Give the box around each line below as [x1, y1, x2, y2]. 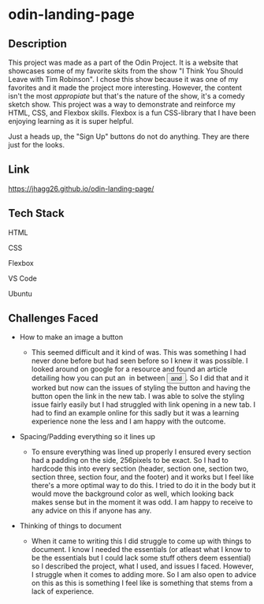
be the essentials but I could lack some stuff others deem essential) [31, 554, 251, 563]
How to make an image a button [19, 333, 124, 342]
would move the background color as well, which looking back [31, 489, 234, 498]
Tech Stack [8, 207, 65, 220]
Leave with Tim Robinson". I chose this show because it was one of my [8, 75, 239, 84]
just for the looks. [8, 140, 65, 149]
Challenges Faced [8, 311, 99, 325]
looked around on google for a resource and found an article [31, 364, 228, 374]
